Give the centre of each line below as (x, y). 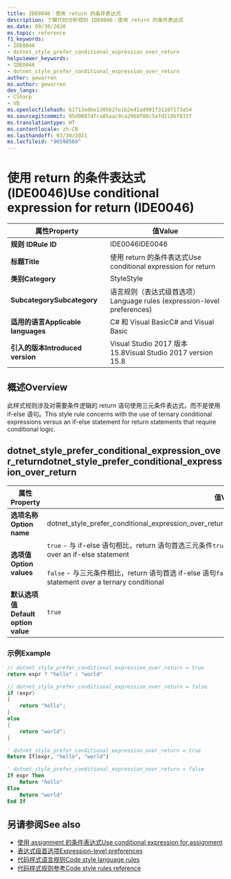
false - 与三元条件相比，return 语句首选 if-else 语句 (132, 573)
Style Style (126, 279)
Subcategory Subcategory (54, 300)
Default (23, 613)
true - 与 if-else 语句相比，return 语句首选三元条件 (130, 545)
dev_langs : (23, 90)
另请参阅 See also (44, 824)
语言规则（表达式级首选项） (155, 292)
